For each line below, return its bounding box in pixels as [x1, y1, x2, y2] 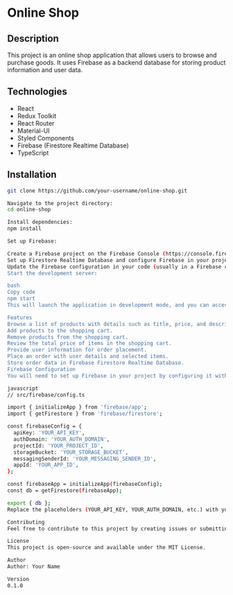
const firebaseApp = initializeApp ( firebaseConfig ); [7, 481, 163, 488]
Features [7, 314, 33, 321]
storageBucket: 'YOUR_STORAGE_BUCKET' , [13, 448, 129, 456]
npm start [7, 295, 36, 302]
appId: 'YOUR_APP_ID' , [13, 462, 79, 468]
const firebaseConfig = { [7, 423, 82, 430]
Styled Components [17, 133, 75, 142]
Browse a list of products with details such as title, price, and [7, 320, 207, 327]
